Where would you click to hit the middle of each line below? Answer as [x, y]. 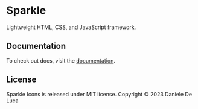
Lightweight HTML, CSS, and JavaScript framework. [71, 27]
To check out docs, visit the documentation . [61, 60]
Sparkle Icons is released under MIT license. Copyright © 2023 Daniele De [99, 94]
